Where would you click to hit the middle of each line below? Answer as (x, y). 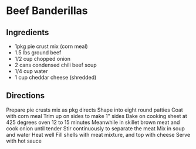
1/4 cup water (31, 71)
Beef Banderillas (47, 11)
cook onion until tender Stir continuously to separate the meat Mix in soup (95, 128)
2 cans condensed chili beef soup (55, 65)
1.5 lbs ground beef (38, 53)
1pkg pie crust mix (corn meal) (51, 46)
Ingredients (28, 32)
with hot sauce (24, 141)
